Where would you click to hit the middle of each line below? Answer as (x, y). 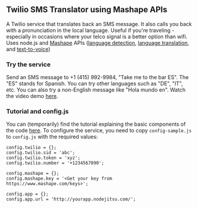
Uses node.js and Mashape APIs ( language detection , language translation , (98, 43)
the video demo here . (32, 96)
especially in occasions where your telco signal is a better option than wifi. (97, 36)
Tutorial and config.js (38, 112)
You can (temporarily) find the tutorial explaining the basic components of (96, 124)
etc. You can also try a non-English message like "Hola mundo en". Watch (96, 90)
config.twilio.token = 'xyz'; (43, 158)
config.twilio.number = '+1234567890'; (55, 163)
